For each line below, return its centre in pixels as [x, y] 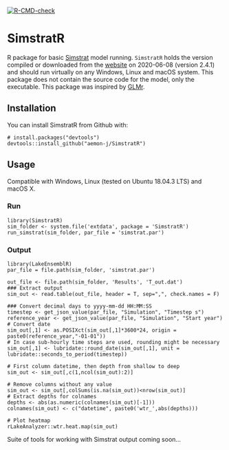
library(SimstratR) [35, 220]
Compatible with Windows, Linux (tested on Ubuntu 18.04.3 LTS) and [105, 181]
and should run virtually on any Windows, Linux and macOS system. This [110, 72]
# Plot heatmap [29, 421]
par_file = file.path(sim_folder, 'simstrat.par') [81, 270]
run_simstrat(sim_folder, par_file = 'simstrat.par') [86, 233]
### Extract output [35, 288]
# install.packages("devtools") [53, 138]
